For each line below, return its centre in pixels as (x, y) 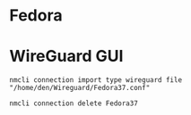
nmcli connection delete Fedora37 (74, 103)
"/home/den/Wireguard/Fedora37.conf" (80, 88)
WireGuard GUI (66, 57)
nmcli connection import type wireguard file (95, 80)
